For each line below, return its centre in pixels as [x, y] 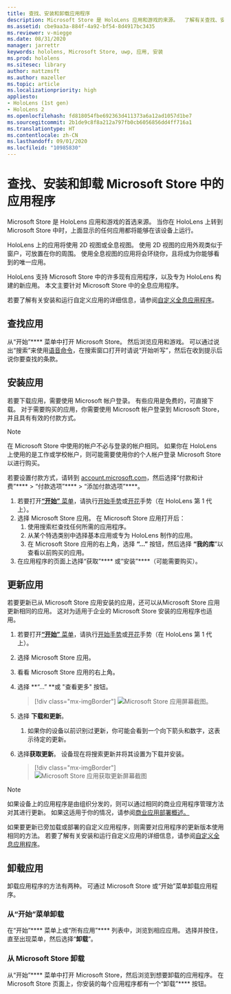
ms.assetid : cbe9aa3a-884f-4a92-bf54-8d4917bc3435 [81, 26]
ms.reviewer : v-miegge [40, 33]
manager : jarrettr [33, 45]
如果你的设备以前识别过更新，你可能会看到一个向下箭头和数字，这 [121, 731]
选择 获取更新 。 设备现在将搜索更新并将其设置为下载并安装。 [102, 754]
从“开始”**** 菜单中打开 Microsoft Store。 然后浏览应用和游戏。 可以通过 [110, 341]
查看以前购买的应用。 [57, 552]
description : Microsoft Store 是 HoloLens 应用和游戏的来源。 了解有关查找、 [114, 20]
